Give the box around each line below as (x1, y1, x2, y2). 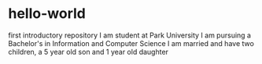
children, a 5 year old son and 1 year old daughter (8, 47, 169, 56)
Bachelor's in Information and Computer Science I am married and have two (8, 38, 254, 48)
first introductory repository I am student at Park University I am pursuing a (8, 30, 252, 40)
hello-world (8, 5, 87, 23)
